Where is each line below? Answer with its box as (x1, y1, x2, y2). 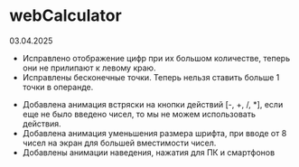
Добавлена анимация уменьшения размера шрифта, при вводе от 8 (22, 127, 287, 138)
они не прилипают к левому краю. (22, 62, 156, 73)
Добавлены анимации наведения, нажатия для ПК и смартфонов (22, 146, 276, 158)
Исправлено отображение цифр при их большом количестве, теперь (22, 52, 291, 63)
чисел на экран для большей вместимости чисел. (22, 137, 217, 148)
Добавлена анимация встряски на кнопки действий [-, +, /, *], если (22, 98, 284, 109)
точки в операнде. (22, 81, 94, 92)
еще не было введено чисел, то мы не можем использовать (22, 108, 256, 119)
